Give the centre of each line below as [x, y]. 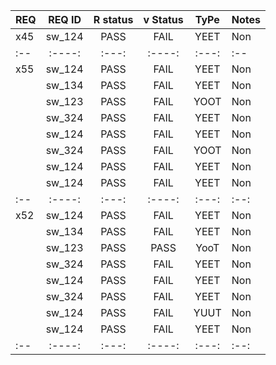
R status [113, 19]
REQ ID [65, 19]
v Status [163, 19]
